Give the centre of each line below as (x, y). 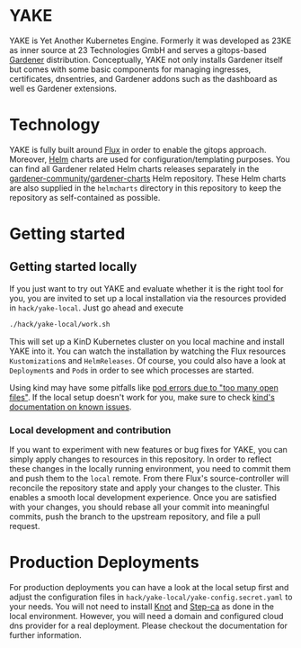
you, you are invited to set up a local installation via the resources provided (148, 298)
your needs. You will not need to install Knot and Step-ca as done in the (142, 606)
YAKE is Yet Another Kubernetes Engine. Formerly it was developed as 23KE (150, 40)
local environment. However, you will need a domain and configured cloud (146, 616)
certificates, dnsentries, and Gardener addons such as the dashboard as (143, 78)
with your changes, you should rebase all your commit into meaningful (139, 507)
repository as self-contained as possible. (85, 197)
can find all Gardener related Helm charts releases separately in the (134, 168)
